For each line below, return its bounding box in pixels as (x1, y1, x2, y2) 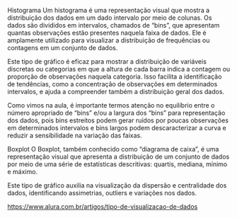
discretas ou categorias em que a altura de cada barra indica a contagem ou (7, 65, 231, 73)
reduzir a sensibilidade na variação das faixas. (7, 131, 143, 139)
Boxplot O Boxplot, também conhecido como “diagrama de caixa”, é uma (7, 145, 219, 153)
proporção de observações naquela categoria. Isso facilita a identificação (7, 72, 222, 81)
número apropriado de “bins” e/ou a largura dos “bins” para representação (7, 109, 226, 117)
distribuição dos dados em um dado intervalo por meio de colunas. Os (7, 13, 212, 22)
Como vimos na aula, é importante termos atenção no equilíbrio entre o (7, 101, 215, 109)
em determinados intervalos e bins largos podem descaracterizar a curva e (7, 124, 226, 132)
